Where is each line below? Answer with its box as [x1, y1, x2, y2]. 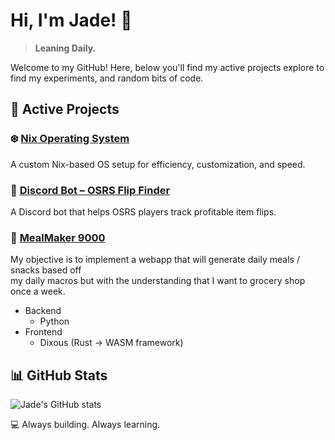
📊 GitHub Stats [10, 367, 108, 384]
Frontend [24, 326, 63, 338]
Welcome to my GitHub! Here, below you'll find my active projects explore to [10, 61, 325, 73]
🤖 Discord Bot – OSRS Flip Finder [10, 183, 171, 197]
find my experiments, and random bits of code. [10, 72, 204, 84]
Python [39, 315, 70, 328]
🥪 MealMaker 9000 [10, 230, 106, 244]
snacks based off [10, 264, 82, 276]
